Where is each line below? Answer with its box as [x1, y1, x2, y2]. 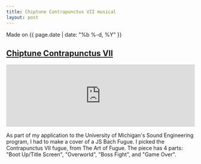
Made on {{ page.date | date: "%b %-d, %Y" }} [6, 31, 122, 38]
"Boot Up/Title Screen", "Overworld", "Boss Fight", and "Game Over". [6, 151, 176, 158]
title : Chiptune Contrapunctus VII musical [6, 8, 117, 15]
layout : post [6, 14, 39, 20]
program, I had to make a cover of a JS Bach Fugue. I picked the [6, 138, 165, 145]
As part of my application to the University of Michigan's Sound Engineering [6, 132, 194, 139]
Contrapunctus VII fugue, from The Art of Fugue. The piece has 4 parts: [6, 145, 183, 152]
